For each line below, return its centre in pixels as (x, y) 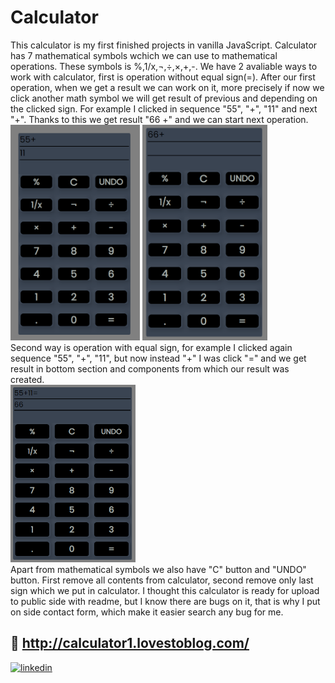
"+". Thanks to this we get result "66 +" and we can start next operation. (159, 119)
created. (27, 380)
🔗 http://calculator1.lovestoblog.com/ (130, 643)
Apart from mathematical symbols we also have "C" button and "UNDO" (158, 570)
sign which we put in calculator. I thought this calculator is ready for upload (165, 591)
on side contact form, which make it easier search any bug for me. (147, 612)
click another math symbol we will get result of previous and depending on (164, 98)
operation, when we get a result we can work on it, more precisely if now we (167, 87)
